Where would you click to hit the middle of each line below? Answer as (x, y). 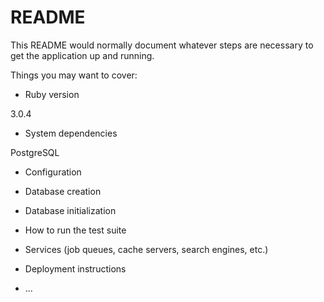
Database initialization (70, 210)
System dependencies (71, 133)
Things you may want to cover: (74, 75)
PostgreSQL (35, 152)
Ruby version (52, 94)
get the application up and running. (82, 55)
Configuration (53, 172)
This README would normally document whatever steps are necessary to (162, 45)
